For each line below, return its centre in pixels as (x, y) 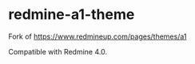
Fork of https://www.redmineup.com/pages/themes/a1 (97, 36)
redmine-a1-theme (72, 15)
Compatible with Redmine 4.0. (58, 51)
